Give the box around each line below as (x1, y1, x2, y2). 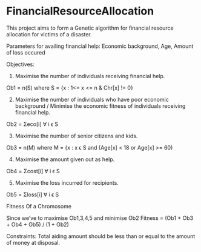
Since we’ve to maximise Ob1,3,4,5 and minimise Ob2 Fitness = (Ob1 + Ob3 (6, 214, 194, 222)
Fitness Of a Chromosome (6, 202, 71, 210)
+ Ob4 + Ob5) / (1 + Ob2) (6, 220, 70, 228)
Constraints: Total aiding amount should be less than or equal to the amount (6, 232, 196, 240)
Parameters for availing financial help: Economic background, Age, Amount (6, 42, 194, 50)
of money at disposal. (6, 239, 61, 246)
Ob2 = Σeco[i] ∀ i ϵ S (6, 120, 59, 128)
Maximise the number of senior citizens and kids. (15, 132, 138, 139)
